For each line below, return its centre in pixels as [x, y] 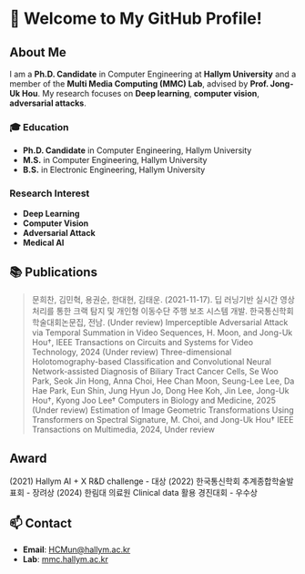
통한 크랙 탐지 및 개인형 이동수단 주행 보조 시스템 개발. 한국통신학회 [175, 311]
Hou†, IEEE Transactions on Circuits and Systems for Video [142, 343]
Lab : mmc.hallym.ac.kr [66, 559]
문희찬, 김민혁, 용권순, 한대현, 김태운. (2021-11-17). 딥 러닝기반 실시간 [155, 300]
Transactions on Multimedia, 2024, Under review [123, 430]
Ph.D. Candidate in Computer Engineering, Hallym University [137, 150]
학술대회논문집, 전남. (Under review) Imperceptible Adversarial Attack [160, 323]
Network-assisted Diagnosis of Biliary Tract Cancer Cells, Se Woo [155, 372]
